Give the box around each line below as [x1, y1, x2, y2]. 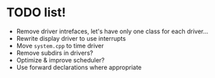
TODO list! [6, 5, 66, 20]
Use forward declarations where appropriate [16, 63, 142, 71]
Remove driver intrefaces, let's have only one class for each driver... [16, 27, 209, 35]
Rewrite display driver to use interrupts [16, 34, 126, 42]
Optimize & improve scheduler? [16, 56, 105, 64]
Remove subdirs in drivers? [16, 49, 94, 57]
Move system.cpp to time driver [16, 41, 104, 50]
